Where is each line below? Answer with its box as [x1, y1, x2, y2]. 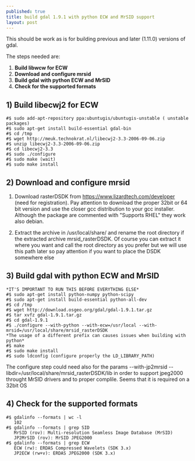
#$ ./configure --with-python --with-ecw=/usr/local [6, 322, 137, 328]
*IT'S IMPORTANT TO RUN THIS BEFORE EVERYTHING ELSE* [6, 286, 140, 293]
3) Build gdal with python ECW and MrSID [6, 271, 159, 281]
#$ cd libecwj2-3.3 [6, 146, 54, 152]
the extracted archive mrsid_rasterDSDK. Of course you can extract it [14, 235, 182, 242]
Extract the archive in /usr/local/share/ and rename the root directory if [14, 229, 185, 236]
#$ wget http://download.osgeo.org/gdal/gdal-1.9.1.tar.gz [6, 307, 153, 313]
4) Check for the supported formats [6, 399, 138, 409]
